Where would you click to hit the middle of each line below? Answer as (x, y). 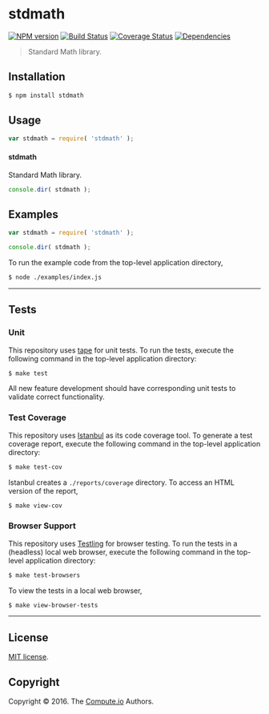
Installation (37, 77)
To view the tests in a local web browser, (75, 591)
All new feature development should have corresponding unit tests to (122, 389)
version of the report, (43, 490)
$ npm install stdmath (46, 95)
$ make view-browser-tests (53, 605)
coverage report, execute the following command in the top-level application (134, 444)
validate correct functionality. (57, 397)
